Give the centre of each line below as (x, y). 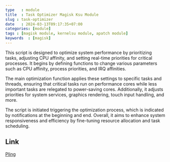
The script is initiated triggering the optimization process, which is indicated (84, 110)
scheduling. (18, 126)
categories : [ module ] (28, 29)
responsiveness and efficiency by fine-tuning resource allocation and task (83, 120)
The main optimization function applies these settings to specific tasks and (83, 78)
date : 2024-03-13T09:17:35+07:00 (44, 24)
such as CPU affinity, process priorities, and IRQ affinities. (66, 68)
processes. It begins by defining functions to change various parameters (81, 63)
